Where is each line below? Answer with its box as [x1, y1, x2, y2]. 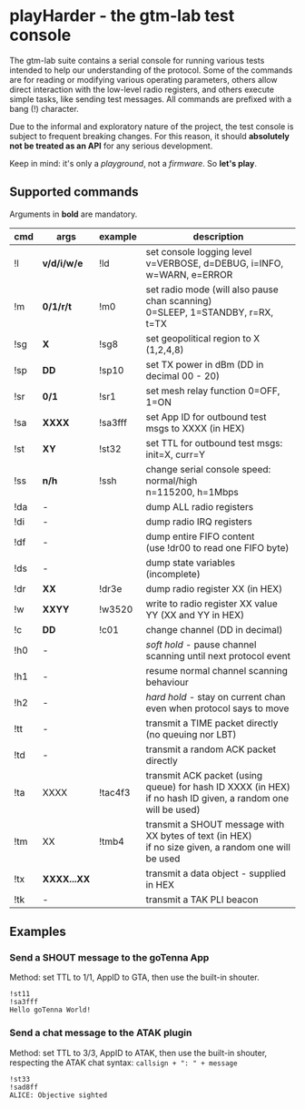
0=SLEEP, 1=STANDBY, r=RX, [145, 306, 274, 319]
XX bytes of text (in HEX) [145, 829, 252, 842]
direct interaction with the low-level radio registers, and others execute [9, 84, 275, 95]
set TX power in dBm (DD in [145, 358, 264, 371]
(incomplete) [145, 567, 202, 580]
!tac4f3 [98, 786, 131, 799]
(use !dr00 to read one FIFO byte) [145, 541, 290, 554]
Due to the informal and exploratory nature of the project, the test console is [9, 120, 294, 132]
